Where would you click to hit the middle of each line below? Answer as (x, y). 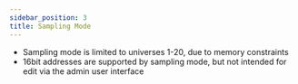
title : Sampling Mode (50, 26)
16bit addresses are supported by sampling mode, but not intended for (154, 61)
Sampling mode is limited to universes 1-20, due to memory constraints (155, 51)
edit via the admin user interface (83, 71)
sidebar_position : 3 (49, 18)
